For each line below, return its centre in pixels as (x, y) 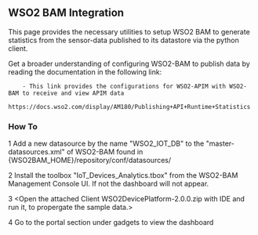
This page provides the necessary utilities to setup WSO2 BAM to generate (129, 31)
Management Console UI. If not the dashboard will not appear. (109, 184)
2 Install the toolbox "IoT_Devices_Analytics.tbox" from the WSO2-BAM (123, 175)
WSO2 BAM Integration (66, 13)
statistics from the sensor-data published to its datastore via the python (124, 40)
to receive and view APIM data (73, 93)
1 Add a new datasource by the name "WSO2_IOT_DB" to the (106, 143)
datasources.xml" (36, 152)
